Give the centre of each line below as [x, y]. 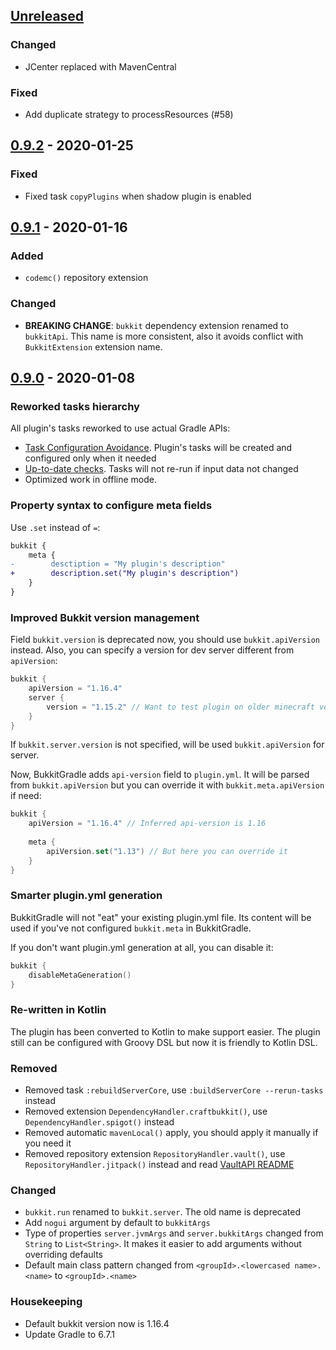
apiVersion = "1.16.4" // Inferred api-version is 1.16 [147, 824]
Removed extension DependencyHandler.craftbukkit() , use [146, 1111]
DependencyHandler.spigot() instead [99, 1122]
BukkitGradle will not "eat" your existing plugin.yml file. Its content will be [161, 917]
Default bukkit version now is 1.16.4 [97, 1323]
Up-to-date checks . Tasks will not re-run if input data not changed [161, 469]
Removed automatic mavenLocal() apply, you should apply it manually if [171, 1133]
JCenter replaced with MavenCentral [100, 66]
